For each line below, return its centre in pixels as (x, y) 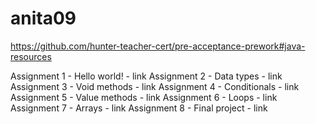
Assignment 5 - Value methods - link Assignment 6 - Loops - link (144, 97)
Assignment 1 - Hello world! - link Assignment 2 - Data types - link (146, 76)
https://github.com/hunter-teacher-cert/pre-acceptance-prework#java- (158, 46)
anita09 (43, 18)
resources (31, 56)
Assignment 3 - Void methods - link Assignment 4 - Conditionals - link (155, 86)
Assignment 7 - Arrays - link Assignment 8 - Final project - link (139, 108)
